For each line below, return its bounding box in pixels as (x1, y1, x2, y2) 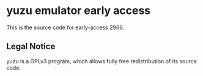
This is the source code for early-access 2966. (6, 24, 125, 31)
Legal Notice (6, 41, 56, 52)
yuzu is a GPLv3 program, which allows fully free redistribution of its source (6, 57, 197, 64)
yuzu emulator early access (6, 4, 151, 18)
